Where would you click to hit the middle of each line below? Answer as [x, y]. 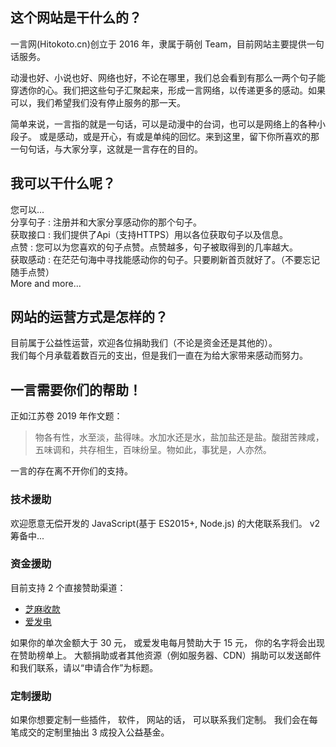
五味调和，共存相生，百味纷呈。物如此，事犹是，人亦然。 [153, 450]
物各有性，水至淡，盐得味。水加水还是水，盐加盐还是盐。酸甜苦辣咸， [179, 437]
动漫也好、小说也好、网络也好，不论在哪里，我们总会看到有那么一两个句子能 [168, 77]
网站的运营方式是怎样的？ [89, 317]
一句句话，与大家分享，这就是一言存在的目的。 [106, 149]
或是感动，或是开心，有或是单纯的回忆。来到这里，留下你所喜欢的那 [179, 136]
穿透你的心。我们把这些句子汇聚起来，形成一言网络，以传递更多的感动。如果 [168, 90]
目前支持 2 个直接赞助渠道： [68, 587]
